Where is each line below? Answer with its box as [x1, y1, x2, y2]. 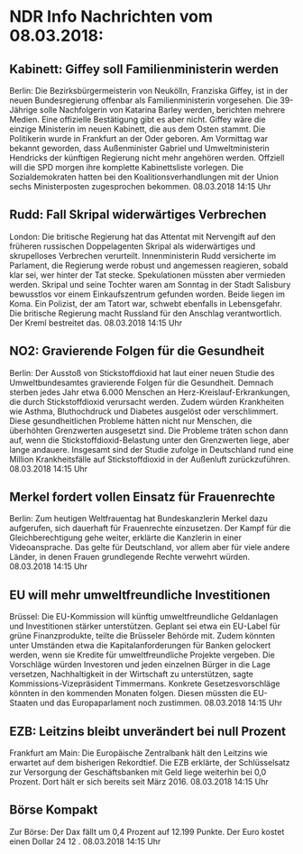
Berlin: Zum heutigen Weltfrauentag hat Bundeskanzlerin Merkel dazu [9, 513, 269, 524]
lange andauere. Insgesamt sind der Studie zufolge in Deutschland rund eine [9, 444, 294, 455]
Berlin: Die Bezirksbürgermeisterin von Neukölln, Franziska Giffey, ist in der [9, 86, 289, 96]
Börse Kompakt [9, 803, 98, 818]
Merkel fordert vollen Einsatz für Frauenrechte [9, 490, 276, 505]
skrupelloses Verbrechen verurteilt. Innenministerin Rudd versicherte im [9, 250, 277, 261]
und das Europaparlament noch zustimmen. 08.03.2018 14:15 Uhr [40, 697, 282, 709]
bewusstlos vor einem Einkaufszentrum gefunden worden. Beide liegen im [9, 289, 286, 299]
